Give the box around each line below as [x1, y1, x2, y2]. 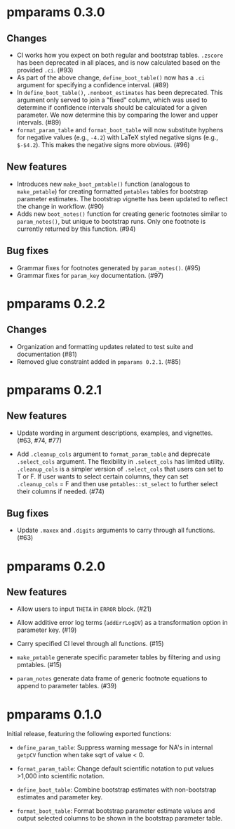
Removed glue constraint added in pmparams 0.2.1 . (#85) [16, 357, 182, 366]
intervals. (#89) [16, 118, 62, 127]
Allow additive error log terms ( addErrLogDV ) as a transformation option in [16, 619, 228, 627]
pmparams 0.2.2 [6, 296, 106, 312]
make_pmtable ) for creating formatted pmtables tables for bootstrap [16, 187, 208, 196]
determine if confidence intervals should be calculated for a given [16, 103, 208, 111]
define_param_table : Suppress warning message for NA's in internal [16, 743, 213, 752]
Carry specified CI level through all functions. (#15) [16, 640, 164, 648]
